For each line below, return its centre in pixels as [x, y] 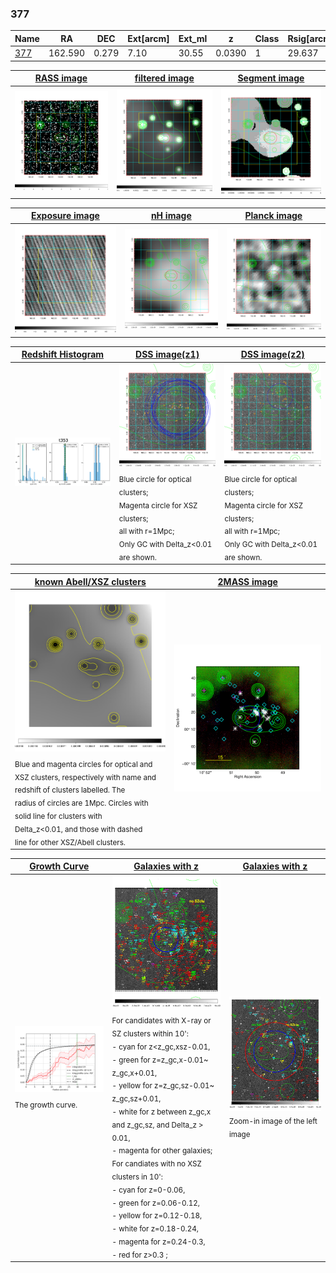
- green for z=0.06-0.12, [155, 1203]
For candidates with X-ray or [161, 1021]
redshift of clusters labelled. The [70, 790]
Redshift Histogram [63, 354]
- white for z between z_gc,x [161, 1112]
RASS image [61, 78]
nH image [171, 216]
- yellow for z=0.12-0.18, [157, 1216]
